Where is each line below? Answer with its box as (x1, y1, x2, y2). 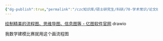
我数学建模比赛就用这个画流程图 (5, 31, 69, 36)
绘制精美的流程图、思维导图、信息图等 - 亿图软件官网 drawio (5, 20, 127, 26)
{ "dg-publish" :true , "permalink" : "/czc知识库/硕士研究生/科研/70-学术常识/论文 (5, 7, 157, 12)
